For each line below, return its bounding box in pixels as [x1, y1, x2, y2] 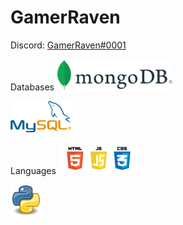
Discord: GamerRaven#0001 [10, 39, 127, 51]
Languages [10, 164, 57, 176]
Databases [10, 81, 55, 93]
